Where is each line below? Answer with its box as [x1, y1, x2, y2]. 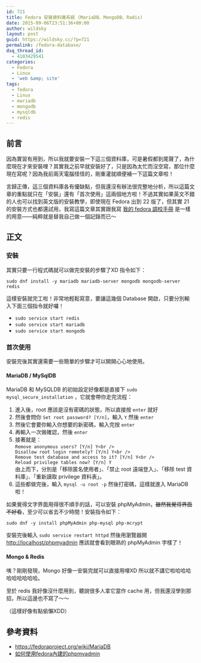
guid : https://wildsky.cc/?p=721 [6, 37, 90, 43]
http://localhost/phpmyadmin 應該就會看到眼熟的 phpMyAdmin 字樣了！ [6, 539, 183, 546]
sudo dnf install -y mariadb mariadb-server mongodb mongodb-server [6, 278, 181, 284]
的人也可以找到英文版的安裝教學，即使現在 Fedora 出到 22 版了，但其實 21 [6, 198, 190, 205]
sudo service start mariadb [14, 322, 85, 328]
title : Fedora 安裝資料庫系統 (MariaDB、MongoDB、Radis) [6, 14, 143, 20]
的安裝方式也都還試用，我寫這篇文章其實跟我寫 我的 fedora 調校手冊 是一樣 [6, 205, 191, 213]
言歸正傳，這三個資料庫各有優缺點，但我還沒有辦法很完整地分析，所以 [6, 183, 179, 190]
